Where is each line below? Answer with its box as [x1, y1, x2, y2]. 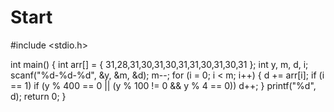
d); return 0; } [10, 90, 67, 102]
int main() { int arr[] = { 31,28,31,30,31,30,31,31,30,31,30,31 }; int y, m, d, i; [10, 58, 309, 70]
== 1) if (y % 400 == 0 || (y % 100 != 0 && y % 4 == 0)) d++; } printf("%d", [10, 79, 317, 91]
